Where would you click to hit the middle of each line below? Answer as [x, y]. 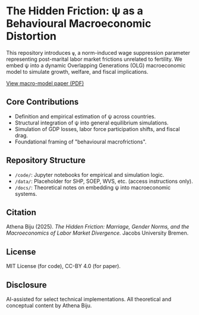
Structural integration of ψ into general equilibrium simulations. [91, 123]
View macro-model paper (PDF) [45, 83]
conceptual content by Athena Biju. [49, 305]
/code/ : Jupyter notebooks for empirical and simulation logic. [89, 174]
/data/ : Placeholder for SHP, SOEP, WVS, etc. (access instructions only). [104, 181]
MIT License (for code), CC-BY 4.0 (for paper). [63, 266]
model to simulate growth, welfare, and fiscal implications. [77, 71]
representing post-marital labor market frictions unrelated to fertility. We [94, 59]
